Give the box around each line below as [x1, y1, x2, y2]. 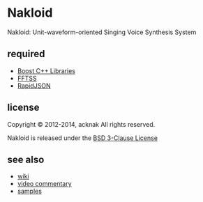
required [7, 48, 45, 60]
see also [7, 153, 45, 165]
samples [17, 187, 42, 196]
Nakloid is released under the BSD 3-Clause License [7, 134, 158, 142]
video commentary [17, 180, 72, 188]
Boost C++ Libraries [17, 66, 75, 75]
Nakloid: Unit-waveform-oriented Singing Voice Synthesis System [7, 28, 197, 36]
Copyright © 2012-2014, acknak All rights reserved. [7, 120, 156, 128]
